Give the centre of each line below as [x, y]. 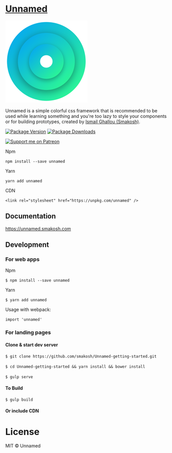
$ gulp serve [19, 377]
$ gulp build [19, 400]
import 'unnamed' [24, 320]
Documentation [31, 216]
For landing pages [28, 332]
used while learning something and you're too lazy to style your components [86, 116]
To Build [14, 388]
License [23, 432]
